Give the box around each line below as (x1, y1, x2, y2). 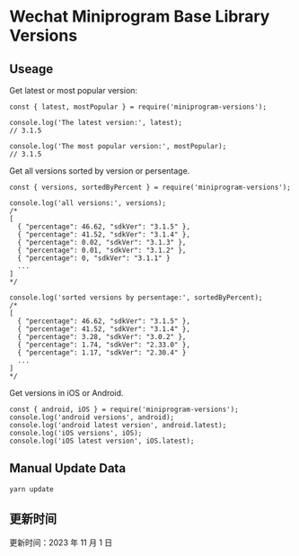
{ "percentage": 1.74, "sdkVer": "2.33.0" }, (17, 340, 191, 349)
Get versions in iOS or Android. (9, 388, 124, 398)
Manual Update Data (9, 461, 127, 476)
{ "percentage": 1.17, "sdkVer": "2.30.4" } (17, 348, 187, 357)
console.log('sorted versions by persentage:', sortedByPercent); (9, 293, 263, 302)
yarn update (9, 484, 54, 494)
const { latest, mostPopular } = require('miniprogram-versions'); (9, 103, 268, 112)
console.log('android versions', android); (9, 413, 175, 422)
